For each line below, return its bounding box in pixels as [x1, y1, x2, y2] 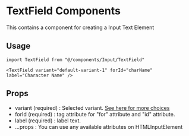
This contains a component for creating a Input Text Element [6, 24, 155, 31]
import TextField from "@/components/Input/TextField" [6, 56, 145, 63]
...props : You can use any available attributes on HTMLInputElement [14, 123, 183, 130]
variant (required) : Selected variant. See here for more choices [14, 104, 170, 111]
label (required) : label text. [14, 117, 81, 124]
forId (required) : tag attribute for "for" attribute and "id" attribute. [14, 110, 175, 118]
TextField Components [6, 4, 121, 18]
